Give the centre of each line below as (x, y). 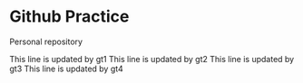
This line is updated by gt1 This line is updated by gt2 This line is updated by (152, 59)
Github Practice (69, 17)
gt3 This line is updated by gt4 (67, 69)
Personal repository (46, 41)
